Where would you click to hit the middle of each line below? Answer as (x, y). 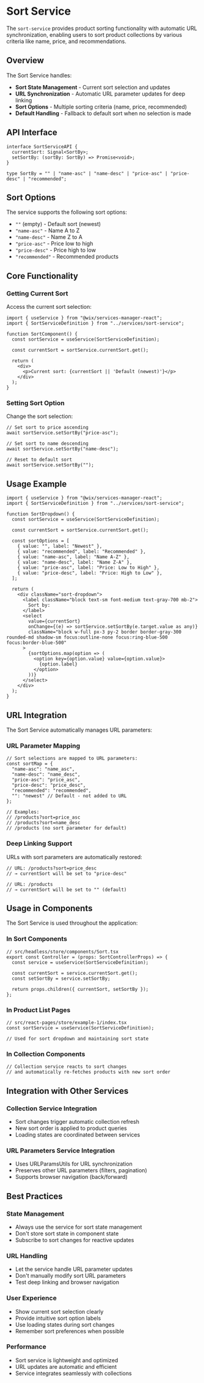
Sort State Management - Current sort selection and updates (93, 87)
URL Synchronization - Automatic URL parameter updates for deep (100, 94)
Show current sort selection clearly (59, 1311)
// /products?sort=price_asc (43, 817)
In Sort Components (37, 939)
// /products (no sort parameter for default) (67, 828)
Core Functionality (42, 276)
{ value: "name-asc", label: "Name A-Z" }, (74, 557)
